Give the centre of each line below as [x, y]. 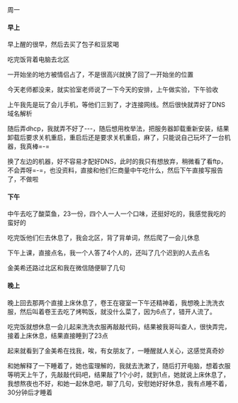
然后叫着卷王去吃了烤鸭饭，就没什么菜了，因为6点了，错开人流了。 [118, 311]
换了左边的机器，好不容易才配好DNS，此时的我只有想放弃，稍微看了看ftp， [117, 162]
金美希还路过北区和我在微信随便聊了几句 [66, 268]
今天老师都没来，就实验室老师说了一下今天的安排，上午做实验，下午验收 [113, 89]
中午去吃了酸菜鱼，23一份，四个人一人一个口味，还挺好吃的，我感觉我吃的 [117, 214]
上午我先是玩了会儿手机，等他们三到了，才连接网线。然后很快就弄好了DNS [116, 105]
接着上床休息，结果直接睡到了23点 [58, 336]
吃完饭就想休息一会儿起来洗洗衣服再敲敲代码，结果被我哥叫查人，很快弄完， [119, 326]
